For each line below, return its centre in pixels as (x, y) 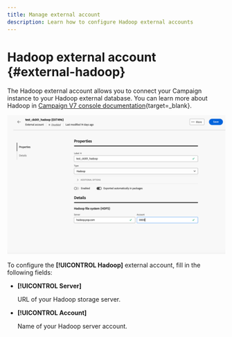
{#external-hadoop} (66, 72)
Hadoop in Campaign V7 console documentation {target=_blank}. (100, 106)
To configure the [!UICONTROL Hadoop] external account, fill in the (104, 265)
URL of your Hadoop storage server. (69, 300)
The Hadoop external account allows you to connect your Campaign (105, 91)
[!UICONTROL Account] (52, 313)
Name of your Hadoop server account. (72, 327)
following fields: (30, 273)
